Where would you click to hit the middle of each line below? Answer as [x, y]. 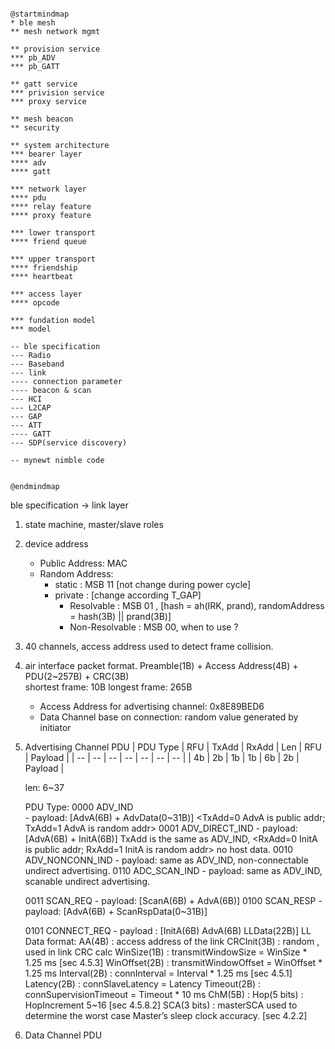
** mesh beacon [42, 119]
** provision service [55, 49]
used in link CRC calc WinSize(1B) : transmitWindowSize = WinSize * [166, 952]
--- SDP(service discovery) [69, 443]
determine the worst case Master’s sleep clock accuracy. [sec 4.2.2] [166, 1015]
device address [56, 544]
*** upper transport [53, 259]
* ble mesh [33, 23]
